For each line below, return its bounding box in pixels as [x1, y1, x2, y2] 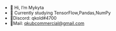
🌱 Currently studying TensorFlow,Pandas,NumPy [10, 10, 111, 16]
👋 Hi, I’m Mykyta [10, 5, 44, 10]
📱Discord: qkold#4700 [10, 15, 57, 21]
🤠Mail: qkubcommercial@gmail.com [10, 20, 84, 26]
